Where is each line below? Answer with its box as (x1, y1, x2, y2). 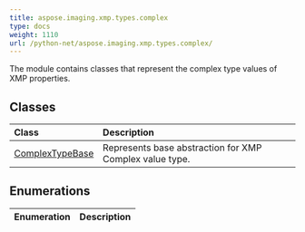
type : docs (9, 22, 51, 31)
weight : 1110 (9, 30, 59, 39)
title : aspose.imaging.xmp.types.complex (9, 13, 169, 23)
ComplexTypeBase (14, 147, 94, 159)
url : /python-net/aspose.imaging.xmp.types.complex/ (9, 38, 213, 48)
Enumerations (9, 183, 91, 199)
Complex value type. (103, 153, 191, 166)
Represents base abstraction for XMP (103, 141, 262, 154)
